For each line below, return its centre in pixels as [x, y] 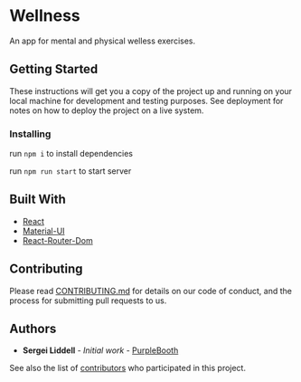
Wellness [45, 16]
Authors [33, 329]
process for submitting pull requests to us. [88, 301]
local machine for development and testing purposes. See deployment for [146, 100]
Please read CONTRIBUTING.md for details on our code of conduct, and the [150, 291]
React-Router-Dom [57, 240]
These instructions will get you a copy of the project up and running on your [150, 91]
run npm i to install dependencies [71, 154]
